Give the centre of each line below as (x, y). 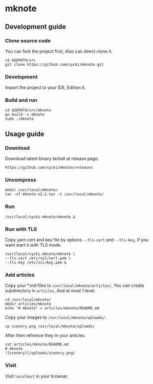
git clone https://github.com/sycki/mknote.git (55, 64)
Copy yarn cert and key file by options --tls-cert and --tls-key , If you (77, 240)
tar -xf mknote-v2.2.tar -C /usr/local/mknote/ (55, 194)
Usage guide (25, 134)
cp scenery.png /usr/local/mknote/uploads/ (50, 327)
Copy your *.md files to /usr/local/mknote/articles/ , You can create (75, 285)
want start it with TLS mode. (33, 245)
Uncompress (21, 180)
